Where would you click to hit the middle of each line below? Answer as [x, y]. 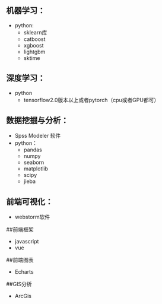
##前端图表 [20, 260]
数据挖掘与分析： [37, 121]
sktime [32, 58]
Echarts [24, 272]
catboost [34, 39]
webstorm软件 [32, 217]
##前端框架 [20, 230]
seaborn [34, 163]
